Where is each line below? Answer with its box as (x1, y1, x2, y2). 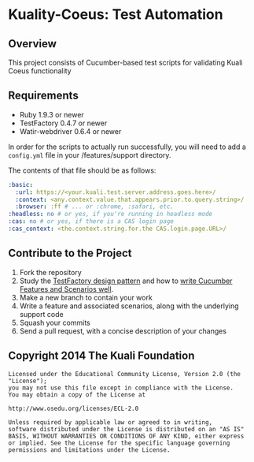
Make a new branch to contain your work (19, 292, 153, 302)
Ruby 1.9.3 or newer (19, 110, 84, 119)
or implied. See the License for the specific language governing (8, 439, 230, 447)
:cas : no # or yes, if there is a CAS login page (8, 218, 175, 225)
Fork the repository (19, 267, 83, 277)
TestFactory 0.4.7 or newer (19, 118, 108, 128)
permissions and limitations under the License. (8, 445, 171, 454)
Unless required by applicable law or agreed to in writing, (8, 418, 213, 427)
